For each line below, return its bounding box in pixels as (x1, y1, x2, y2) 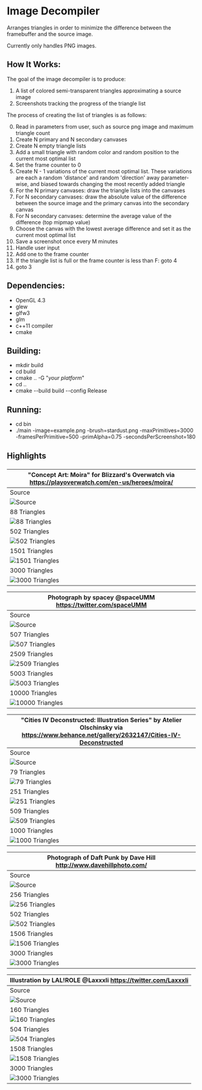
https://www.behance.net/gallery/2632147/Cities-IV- (21, 731, 182, 739)
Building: (7, 346, 41, 356)
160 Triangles (10, 1005, 50, 1014)
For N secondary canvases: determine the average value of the (15, 212, 172, 220)
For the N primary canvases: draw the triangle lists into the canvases (15, 187, 185, 194)
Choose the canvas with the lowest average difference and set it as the (15, 225, 191, 232)
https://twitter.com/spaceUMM (55, 600, 147, 609)
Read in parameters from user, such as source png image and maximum (15, 123, 194, 130)
